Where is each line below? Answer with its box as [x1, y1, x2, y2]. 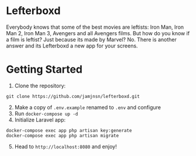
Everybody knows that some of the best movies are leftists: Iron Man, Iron [6, 23, 184, 30]
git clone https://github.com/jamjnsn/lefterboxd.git [6, 93, 140, 99]
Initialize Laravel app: [14, 116, 66, 123]
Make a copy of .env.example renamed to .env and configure [14, 104, 161, 111]
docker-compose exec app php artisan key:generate [6, 127, 132, 133]
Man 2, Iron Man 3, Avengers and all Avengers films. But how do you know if [6, 29, 190, 36]
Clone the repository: [14, 82, 66, 89]
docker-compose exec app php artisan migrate [6, 133, 119, 138]
